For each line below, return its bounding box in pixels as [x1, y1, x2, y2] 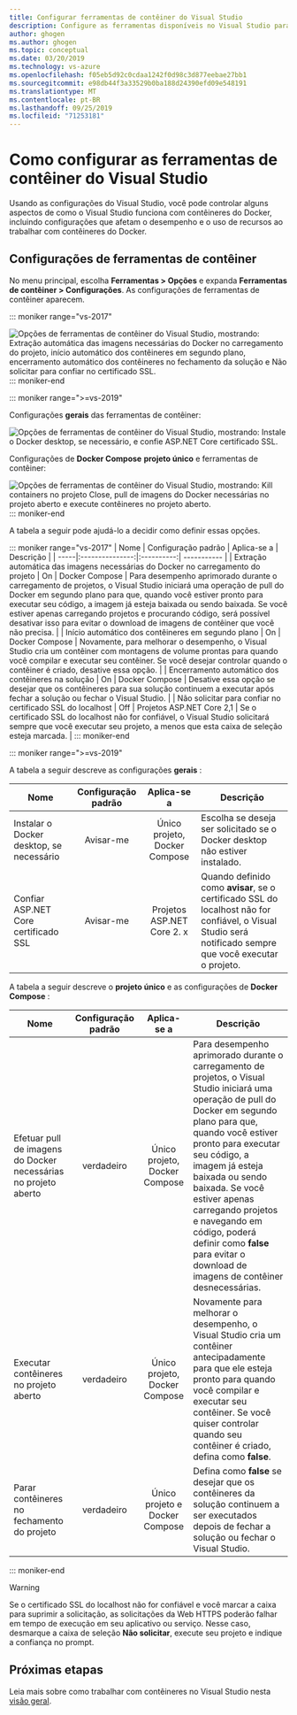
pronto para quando [193, 1373, 276, 1385]
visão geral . [9, 1696, 52, 1706]
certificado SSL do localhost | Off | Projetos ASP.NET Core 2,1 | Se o [9, 702, 257, 712]
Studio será [201, 926, 249, 938]
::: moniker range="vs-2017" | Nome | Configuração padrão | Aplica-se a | [9, 542, 278, 553]
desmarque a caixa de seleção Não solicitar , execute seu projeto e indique [9, 1627, 283, 1638]
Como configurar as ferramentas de [9, 150, 278, 170]
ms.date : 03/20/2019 [9, 54, 86, 63]
